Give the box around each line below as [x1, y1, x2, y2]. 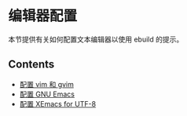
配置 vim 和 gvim [19, 79, 75, 89]
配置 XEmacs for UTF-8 [19, 99, 97, 108]
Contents [8, 58, 55, 71]
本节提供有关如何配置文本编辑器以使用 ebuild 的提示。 [8, 34, 184, 44]
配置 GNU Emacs [19, 89, 75, 99]
